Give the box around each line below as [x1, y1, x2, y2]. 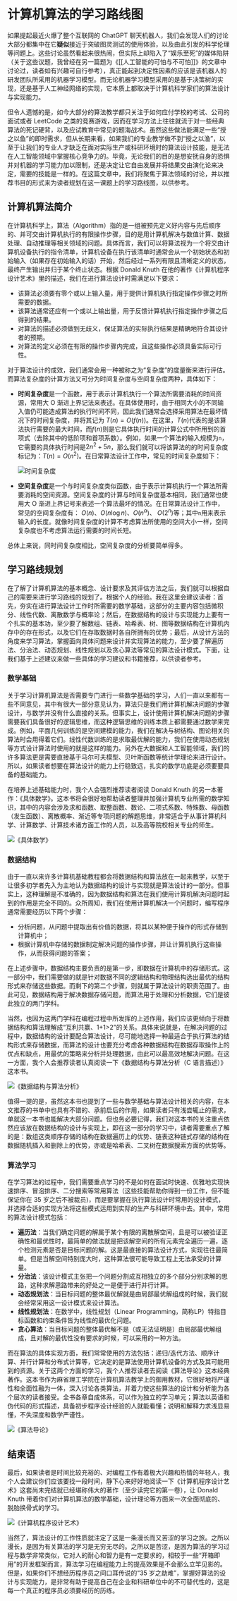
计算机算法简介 [7, 201, 73, 213]
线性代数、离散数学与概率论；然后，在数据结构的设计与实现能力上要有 [19, 610, 224, 619]
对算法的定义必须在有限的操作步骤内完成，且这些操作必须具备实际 [17, 341, 209, 350]
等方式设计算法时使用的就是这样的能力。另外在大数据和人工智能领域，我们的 [7, 743, 230, 752]
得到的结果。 [17, 315, 55, 324]
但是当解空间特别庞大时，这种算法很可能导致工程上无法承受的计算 [30, 1255, 222, 1263]
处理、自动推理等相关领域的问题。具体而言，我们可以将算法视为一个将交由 [7, 238, 224, 247]
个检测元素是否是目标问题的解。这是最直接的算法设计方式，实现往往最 [17, 1246, 222, 1254]
